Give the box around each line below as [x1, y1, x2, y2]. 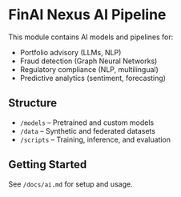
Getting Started [8, 158, 87, 171]
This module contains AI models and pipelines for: [8, 32, 174, 42]
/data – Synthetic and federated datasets [19, 126, 156, 135]
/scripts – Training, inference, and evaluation [19, 135, 171, 144]
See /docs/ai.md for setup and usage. [8, 179, 134, 189]
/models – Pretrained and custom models [19, 118, 155, 127]
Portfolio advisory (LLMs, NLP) [19, 47, 122, 57]
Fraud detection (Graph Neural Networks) [19, 56, 158, 66]
